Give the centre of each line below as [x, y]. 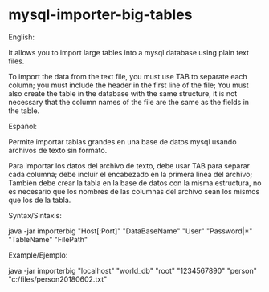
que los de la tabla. [40, 200]
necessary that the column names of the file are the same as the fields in [129, 102]
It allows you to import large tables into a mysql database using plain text [129, 52]
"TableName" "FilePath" [48, 239]
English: [21, 37]
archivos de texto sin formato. [58, 150]
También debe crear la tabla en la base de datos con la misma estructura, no [135, 183]
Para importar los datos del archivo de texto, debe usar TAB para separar [129, 165]
